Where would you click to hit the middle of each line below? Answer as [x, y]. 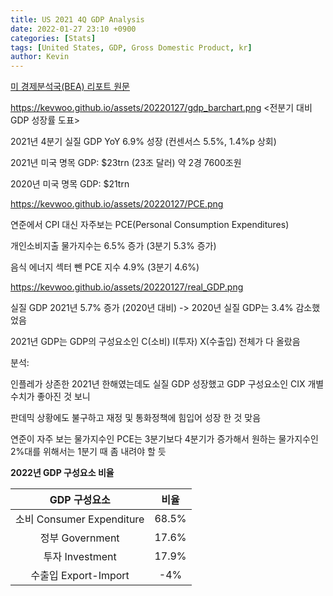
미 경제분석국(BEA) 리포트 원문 [70, 87]
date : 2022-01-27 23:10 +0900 [73, 29]
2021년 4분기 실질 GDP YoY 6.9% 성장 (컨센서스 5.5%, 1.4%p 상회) [143, 142]
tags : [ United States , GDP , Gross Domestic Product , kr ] [131, 47]
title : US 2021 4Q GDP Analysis [77, 19]
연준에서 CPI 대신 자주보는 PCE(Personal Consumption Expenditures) [150, 225]
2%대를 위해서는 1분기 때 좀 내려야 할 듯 [88, 452]
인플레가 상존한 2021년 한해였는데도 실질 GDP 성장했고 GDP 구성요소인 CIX [158, 384]
